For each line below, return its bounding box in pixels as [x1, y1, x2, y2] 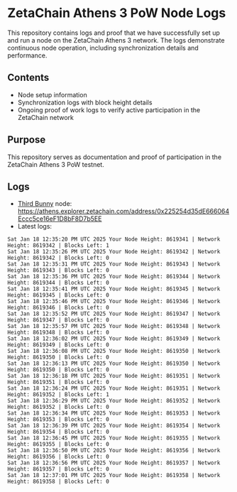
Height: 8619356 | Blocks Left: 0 [7, 453, 110, 461]
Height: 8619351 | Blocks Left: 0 [7, 378, 110, 386]
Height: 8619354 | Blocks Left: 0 [7, 428, 110, 436]
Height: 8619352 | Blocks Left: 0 [7, 403, 110, 411]
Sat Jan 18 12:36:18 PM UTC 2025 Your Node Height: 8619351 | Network [7, 373, 221, 380]
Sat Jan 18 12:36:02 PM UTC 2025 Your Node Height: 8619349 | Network [7, 335, 221, 342]
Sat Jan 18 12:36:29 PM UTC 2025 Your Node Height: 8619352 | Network [7, 398, 221, 405]
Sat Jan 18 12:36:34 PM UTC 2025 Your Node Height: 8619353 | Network [7, 410, 221, 417]
